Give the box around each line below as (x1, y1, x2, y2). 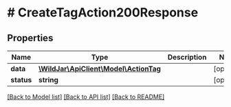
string (38, 75, 58, 84)
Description (167, 53, 207, 62)
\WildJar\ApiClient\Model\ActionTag (38, 64, 162, 73)
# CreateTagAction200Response (7, 5, 199, 21)
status (10, 75, 32, 84)
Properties (7, 32, 54, 44)
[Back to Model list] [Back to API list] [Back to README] (7, 93, 165, 101)
